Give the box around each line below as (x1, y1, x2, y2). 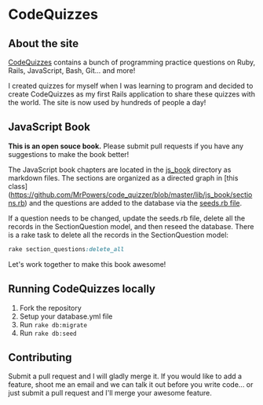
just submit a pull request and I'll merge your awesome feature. (8, 389, 212, 398)
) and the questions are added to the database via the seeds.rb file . (24, 198, 242, 207)
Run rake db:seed (19, 328, 77, 337)
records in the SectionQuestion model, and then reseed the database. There (8, 221, 254, 231)
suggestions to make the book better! (8, 149, 130, 159)
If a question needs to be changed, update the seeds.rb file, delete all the (8, 213, 246, 223)
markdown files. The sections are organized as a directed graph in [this (8, 173, 239, 182)
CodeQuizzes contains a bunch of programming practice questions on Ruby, (8, 57, 256, 67)
